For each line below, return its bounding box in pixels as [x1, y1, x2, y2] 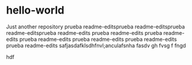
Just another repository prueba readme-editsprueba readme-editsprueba [6, 23, 185, 30]
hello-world [6, 4, 65, 17]
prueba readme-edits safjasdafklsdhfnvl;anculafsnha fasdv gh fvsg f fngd [6, 42, 186, 49]
